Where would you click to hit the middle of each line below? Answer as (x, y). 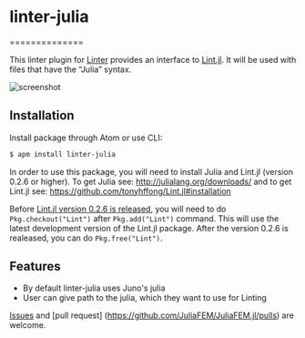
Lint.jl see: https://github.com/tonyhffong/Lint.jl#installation (121, 191)
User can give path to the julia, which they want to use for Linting (144, 298)
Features (35, 266)
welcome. (28, 325)
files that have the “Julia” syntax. (71, 69)
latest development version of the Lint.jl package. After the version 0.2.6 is (149, 228)
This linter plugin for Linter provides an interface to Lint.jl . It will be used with (153, 59)
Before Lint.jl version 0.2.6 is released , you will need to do (118, 209)
